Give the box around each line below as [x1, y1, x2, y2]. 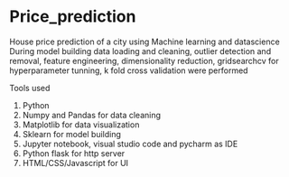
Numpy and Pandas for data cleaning [22, 109, 161, 120]
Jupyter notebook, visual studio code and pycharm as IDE [22, 138, 238, 149]
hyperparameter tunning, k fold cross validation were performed [9, 65, 248, 76]
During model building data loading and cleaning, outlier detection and [9, 45, 272, 56]
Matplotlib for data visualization [22, 119, 140, 130]
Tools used [9, 82, 51, 93]
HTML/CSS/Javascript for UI [22, 157, 129, 168]
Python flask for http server [22, 147, 126, 159]
